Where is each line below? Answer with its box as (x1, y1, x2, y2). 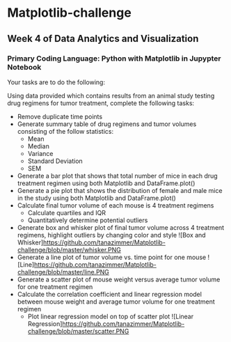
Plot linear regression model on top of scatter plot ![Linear (27, 312, 193, 320)
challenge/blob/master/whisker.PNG (17, 245, 122, 254)
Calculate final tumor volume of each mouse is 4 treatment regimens (17, 201, 214, 210)
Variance (27, 149, 54, 157)
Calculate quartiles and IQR (27, 208, 106, 217)
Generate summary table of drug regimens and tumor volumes (17, 120, 197, 128)
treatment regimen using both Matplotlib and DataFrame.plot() (17, 179, 196, 187)
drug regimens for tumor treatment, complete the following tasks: (7, 99, 195, 107)
